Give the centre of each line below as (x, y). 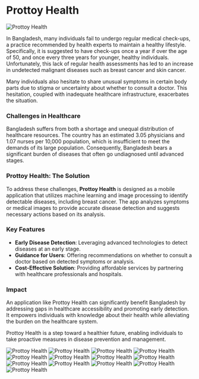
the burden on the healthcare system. (52, 321)
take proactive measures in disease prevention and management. (86, 339)
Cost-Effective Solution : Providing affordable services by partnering (99, 268)
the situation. (22, 100)
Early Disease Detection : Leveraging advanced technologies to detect (101, 242)
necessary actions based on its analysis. (56, 214)
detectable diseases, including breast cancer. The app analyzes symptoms (98, 201)
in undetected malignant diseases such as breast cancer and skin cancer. (96, 70)
